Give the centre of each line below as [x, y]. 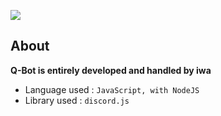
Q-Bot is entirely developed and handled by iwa [111, 70]
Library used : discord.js [77, 100]
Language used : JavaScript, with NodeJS [112, 89]
